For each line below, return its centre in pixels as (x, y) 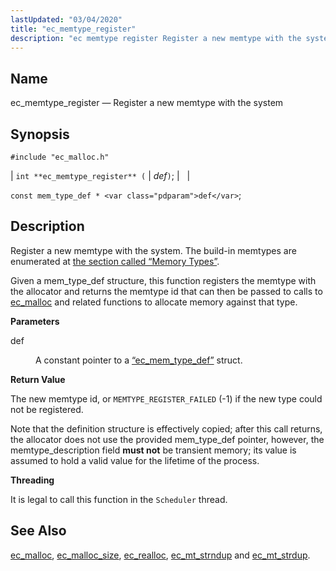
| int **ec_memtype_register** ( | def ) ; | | (100, 175)
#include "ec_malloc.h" (60, 157)
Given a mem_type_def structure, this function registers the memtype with (163, 280)
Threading (32, 480)
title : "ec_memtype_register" (73, 29)
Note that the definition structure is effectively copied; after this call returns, (166, 428)
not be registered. (47, 409)
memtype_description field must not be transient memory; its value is (153, 450)
